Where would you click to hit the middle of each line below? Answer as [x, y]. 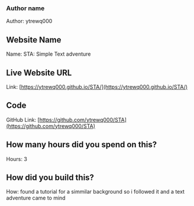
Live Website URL [39, 73]
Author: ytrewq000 [29, 21]
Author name [25, 8]
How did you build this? [50, 177]
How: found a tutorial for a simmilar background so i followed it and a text [96, 192]
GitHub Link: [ [23, 120]
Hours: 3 [17, 159]
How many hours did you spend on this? [82, 145]
